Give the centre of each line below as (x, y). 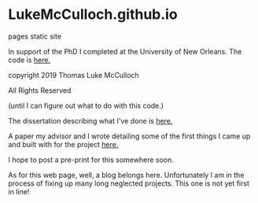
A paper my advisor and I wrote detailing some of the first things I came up (129, 136)
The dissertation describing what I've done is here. (90, 120)
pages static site (35, 36)
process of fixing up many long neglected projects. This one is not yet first (129, 183)
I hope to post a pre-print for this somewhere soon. (91, 160)
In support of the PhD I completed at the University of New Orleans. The (125, 51)
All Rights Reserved (40, 90)
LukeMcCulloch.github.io (93, 15)
